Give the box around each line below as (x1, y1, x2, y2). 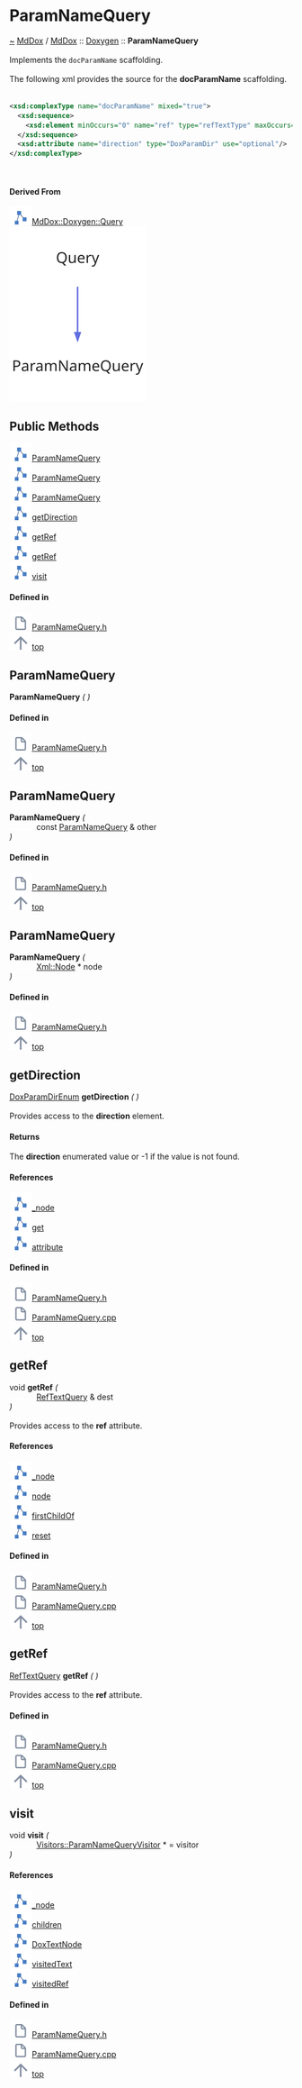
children (31, 1919, 63, 1930)
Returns (9, 1131, 40, 1142)
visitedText (31, 1959, 73, 1970)
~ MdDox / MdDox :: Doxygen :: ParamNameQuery (9, 35, 200, 46)
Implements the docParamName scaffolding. (9, 54, 164, 65)
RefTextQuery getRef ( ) (9, 1670, 99, 1681)
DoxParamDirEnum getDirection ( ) (9, 1091, 139, 1102)
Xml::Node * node (36, 962, 103, 972)
